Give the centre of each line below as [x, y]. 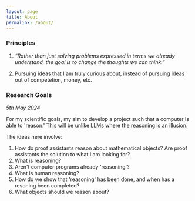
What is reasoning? [38, 160]
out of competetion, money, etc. [53, 79]
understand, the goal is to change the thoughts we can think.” [90, 62]
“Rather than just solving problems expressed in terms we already [95, 56]
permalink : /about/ [30, 22]
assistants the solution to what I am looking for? [72, 154]
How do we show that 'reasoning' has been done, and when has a [95, 179]
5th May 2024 [23, 108]
